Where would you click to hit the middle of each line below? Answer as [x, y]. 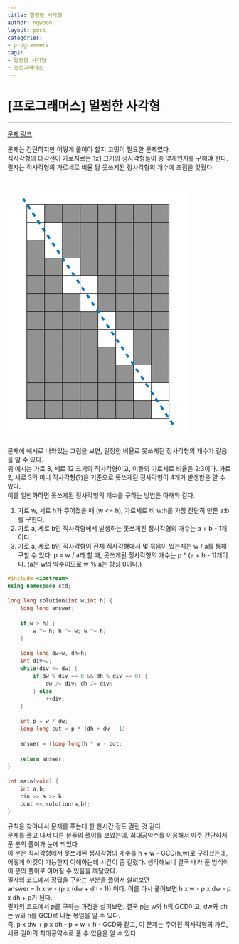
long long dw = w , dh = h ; [54, 654]
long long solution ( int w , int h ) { [60, 601]
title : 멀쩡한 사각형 [35, 15]
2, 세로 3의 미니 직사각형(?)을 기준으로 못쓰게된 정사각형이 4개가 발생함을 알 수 [117, 477]
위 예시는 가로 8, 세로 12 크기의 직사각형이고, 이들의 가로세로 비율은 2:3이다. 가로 [119, 468]
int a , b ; [33, 789]
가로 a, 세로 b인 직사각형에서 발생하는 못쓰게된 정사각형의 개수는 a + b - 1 [119, 528]
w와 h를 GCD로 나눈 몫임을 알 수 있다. [68, 915]
